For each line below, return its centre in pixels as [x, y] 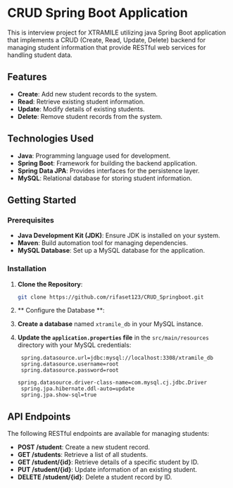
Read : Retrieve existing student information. [81, 101]
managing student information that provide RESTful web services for [107, 47]
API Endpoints [39, 417]
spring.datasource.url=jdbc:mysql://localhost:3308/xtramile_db [117, 358]
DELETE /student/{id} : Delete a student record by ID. [95, 477]
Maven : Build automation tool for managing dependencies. [102, 243]
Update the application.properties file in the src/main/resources [113, 338]
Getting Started [42, 200]
